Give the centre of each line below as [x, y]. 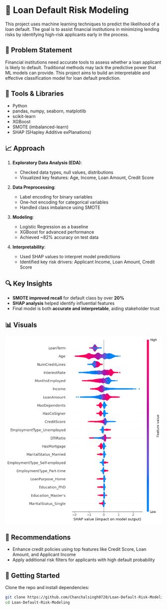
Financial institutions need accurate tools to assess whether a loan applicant [83, 62]
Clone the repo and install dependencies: [47, 588]
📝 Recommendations [38, 537]
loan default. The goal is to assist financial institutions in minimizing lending [82, 29]
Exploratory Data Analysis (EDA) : [47, 163]
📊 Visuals [21, 325]
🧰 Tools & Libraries [35, 94]
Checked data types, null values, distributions [66, 172]
